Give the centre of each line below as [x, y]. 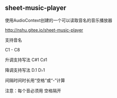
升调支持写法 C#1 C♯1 [26, 60]
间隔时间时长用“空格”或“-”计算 [35, 80]
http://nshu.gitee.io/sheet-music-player [44, 30]
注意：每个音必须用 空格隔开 [33, 90]
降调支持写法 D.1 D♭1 [25, 70]
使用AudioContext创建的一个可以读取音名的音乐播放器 [58, 20]
